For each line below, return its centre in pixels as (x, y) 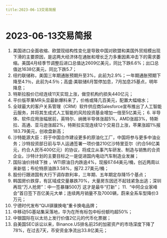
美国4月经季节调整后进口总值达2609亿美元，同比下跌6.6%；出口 (88, 63)
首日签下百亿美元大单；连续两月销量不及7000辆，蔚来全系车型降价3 (89, 193)
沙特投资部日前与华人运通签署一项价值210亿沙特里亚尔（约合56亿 (88, 143)
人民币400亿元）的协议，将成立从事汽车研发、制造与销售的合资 (95, 150)
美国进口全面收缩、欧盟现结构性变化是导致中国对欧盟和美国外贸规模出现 (86, 51)
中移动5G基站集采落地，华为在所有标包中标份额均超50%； (73, 212)
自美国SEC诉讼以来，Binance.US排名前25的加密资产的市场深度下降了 (84, 224)
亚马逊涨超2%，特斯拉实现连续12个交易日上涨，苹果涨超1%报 (97, 125)
